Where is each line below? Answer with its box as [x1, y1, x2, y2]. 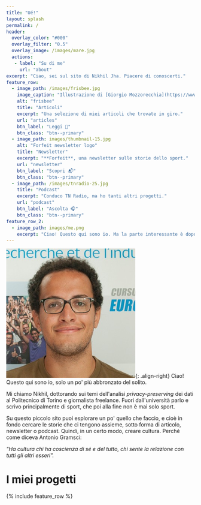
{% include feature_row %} [6, 492, 73, 500]
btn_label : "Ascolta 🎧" [17, 206, 79, 212]
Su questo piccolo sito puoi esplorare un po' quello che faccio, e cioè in [6, 414, 182, 422]
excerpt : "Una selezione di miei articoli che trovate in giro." [17, 111, 184, 117]
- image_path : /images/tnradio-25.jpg [11, 181, 109, 187]
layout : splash [6, 16, 44, 22]
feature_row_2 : [6, 218, 44, 224]
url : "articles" [17, 117, 58, 123]
